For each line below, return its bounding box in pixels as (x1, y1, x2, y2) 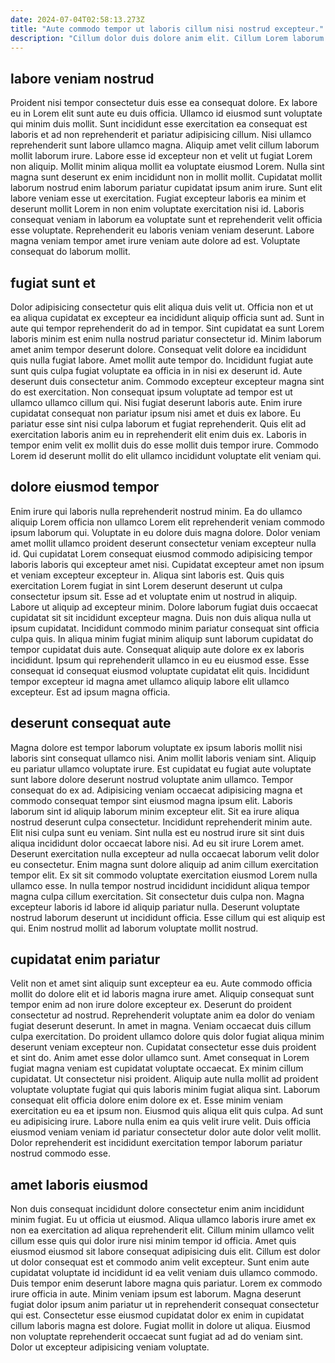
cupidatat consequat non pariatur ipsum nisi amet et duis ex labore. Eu (10, 407, 302, 419)
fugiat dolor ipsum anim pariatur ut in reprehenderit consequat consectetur (10, 1299, 320, 1311)
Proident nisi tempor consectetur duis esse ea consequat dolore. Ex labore (10, 97, 318, 109)
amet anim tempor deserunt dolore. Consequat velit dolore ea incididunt (10, 344, 307, 355)
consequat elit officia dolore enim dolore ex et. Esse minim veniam (10, 1094, 283, 1106)
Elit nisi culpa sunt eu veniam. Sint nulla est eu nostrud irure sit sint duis (10, 826, 305, 838)
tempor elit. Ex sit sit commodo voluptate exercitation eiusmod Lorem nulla (10, 869, 318, 881)
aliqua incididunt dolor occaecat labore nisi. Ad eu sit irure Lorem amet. (10, 837, 305, 849)
